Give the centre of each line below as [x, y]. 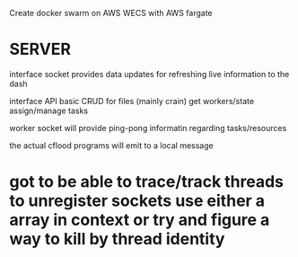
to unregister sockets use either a [137, 201]
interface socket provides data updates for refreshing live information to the [149, 74]
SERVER [40, 49]
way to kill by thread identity [117, 239]
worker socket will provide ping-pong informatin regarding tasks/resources [148, 128]
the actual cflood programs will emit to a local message [111, 145]
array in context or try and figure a [140, 220]
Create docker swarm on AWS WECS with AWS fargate [111, 13]
